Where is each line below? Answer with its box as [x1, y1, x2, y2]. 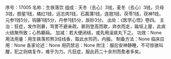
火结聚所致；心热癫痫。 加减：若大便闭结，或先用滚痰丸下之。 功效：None [5, 30, 162, 35]
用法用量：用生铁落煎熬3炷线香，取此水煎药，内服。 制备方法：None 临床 [5, 36, 160, 42]
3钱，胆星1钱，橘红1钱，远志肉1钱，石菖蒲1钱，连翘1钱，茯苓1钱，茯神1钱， [5, 11, 164, 17]
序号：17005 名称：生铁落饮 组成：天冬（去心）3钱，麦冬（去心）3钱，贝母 [5, 5, 164, 10]
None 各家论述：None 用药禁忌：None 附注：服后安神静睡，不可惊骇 [14, 42, 159, 48]
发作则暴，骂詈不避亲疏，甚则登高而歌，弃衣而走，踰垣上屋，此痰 [27, 23, 166, 29]
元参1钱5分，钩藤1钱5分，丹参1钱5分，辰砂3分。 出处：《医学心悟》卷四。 [5, 17, 159, 23]
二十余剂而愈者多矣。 [98, 48, 144, 54]
